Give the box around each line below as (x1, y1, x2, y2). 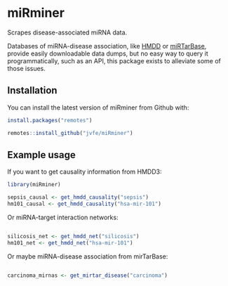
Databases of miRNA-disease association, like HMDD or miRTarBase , (7, 41, 207, 50)
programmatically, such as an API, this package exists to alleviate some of (7, 56, 221, 65)
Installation (7, 84, 58, 96)
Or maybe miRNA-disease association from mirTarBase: (7, 252, 168, 261)
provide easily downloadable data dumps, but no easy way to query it (7, 49, 208, 58)
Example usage (7, 149, 76, 161)
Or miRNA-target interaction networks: (7, 213, 119, 221)
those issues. (7, 64, 46, 72)
